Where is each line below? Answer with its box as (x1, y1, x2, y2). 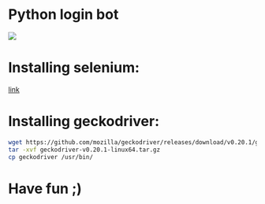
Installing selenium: (8, 59, 140, 76)
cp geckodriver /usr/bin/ (8, 153, 93, 161)
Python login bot (8, 6, 119, 24)
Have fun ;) (8, 180, 83, 198)
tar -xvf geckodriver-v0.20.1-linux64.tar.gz (8, 146, 160, 154)
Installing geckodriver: (8, 113, 160, 131)
